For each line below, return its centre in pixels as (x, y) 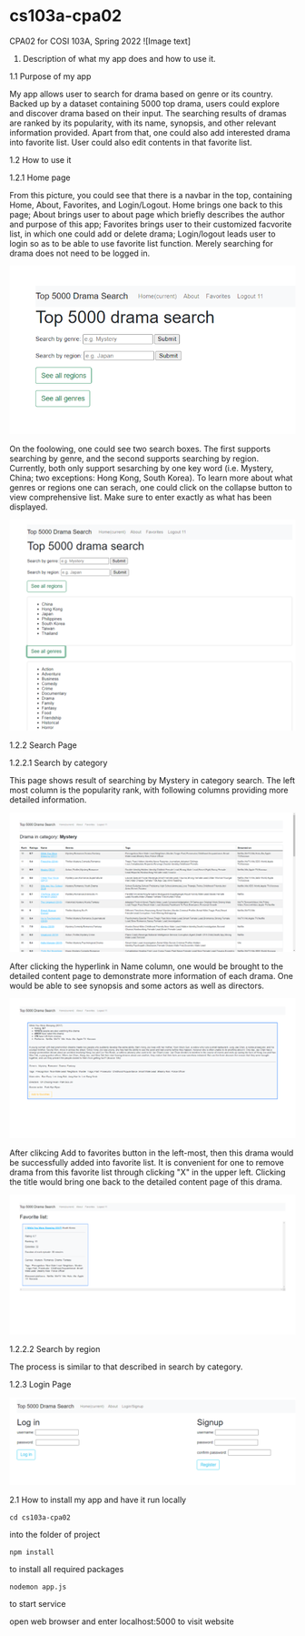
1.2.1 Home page (40, 177)
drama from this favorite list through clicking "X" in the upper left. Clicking (148, 1172)
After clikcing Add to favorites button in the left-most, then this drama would (152, 1153)
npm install (32, 1552)
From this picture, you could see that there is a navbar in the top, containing (151, 195)
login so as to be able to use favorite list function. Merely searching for (142, 243)
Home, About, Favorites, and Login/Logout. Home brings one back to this (146, 205)
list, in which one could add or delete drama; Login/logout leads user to (143, 234)
